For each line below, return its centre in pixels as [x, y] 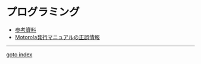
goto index [19, 55]
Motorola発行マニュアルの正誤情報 [57, 37]
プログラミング [43, 12]
